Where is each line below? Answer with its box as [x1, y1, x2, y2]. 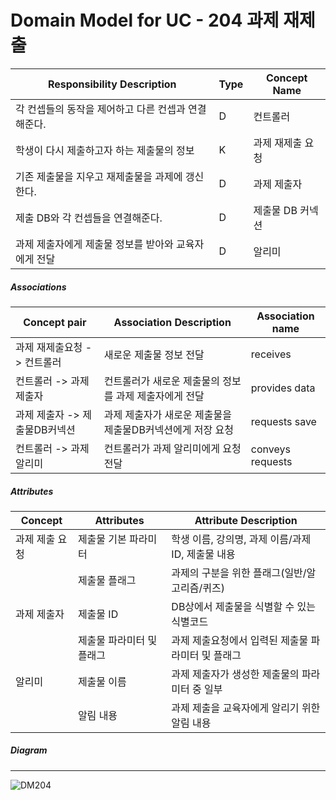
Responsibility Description [47, 77, 177, 91]
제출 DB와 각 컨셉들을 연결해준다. [15, 211, 163, 225]
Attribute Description [194, 513, 298, 527]
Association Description [113, 315, 232, 329]
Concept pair [23, 315, 87, 329]
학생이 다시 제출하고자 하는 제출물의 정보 [15, 143, 195, 157]
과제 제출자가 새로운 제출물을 [103, 407, 232, 421]
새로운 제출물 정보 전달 [103, 347, 205, 361]
